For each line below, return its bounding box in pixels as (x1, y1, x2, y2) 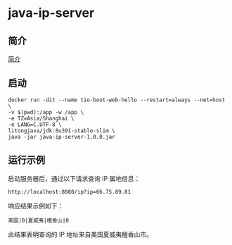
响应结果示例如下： (8, 201, 64, 210)
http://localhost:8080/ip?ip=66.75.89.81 (8, 188, 131, 195)
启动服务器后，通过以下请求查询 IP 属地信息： (8, 174, 141, 182)
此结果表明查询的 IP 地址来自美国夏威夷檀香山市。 (8, 230, 153, 239)
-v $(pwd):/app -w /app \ (8, 108, 84, 115)
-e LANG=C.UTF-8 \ (8, 121, 62, 128)
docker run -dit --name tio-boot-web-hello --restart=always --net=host (8, 96, 226, 103)
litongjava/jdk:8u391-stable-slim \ (8, 127, 115, 134)
